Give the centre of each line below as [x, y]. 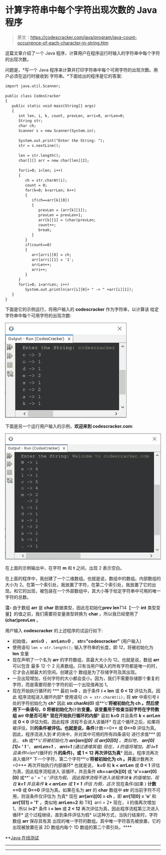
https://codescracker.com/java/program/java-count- [84, 37]
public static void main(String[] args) [54, 106]
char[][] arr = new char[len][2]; [54, 160]
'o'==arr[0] [145, 771]
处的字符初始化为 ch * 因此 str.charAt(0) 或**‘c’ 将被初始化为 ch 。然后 [83, 703]
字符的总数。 [18, 597]
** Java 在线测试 [22, 838]
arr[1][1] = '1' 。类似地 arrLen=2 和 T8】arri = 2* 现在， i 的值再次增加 [84, 802]
